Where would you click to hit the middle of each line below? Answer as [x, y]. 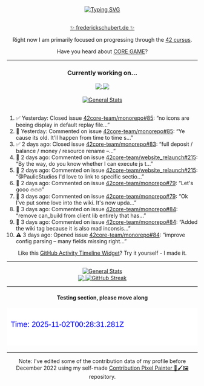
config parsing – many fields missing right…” [71, 241]
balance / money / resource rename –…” [66, 151]
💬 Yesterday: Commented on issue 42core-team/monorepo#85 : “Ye [100, 131]
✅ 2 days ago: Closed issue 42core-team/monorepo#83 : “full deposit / [104, 144]
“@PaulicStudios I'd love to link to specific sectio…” [80, 177]
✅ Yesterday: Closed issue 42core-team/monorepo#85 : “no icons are [102, 118]
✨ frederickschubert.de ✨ [102, 28]
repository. [102, 377]
